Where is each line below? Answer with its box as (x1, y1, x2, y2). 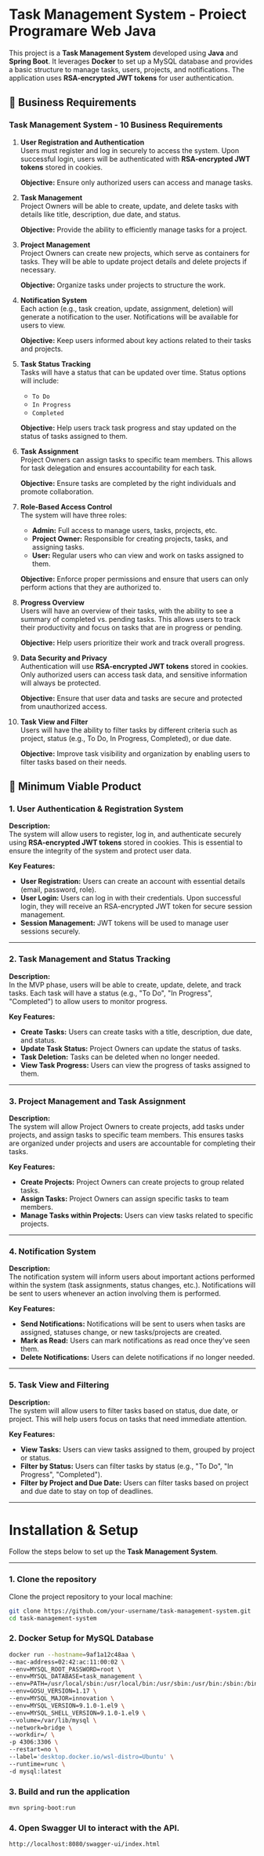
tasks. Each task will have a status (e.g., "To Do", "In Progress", (9, 988, 213, 998)
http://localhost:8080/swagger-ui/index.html (9, 1840, 160, 1848)
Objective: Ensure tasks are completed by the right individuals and (20, 478, 237, 488)
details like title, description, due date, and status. (20, 210, 181, 219)
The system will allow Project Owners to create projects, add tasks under (9, 1121, 245, 1131)
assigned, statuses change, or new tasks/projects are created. (20, 1328, 222, 1337)
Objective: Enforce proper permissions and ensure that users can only (20, 574, 249, 583)
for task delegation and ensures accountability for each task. (20, 463, 217, 473)
